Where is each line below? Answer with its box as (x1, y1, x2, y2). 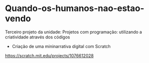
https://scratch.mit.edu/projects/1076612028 (5, 52, 94, 58)
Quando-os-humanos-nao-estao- (5, 3, 145, 14)
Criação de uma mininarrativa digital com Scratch (12, 43, 111, 49)
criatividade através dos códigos (5, 34, 70, 40)
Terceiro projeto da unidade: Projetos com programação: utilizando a (5, 29, 142, 35)
